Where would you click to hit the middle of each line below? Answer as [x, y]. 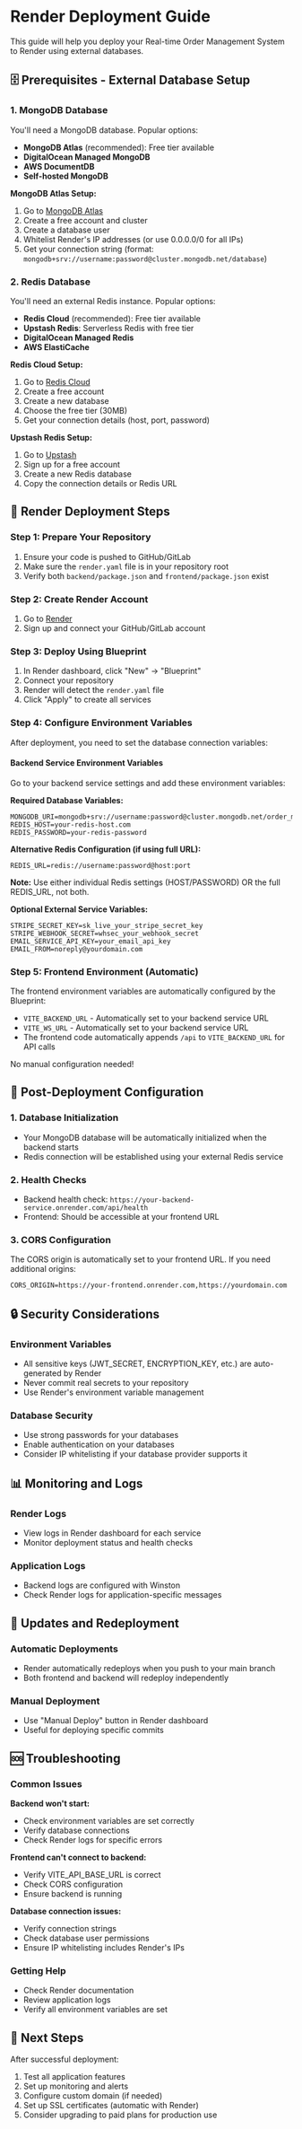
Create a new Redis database [78, 474]
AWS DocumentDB [59, 166]
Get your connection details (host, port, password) [116, 420]
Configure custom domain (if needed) [93, 2096]
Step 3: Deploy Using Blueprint [78, 651]
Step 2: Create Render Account [79, 599]
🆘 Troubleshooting [65, 1758]
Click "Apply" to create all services [87, 700]
